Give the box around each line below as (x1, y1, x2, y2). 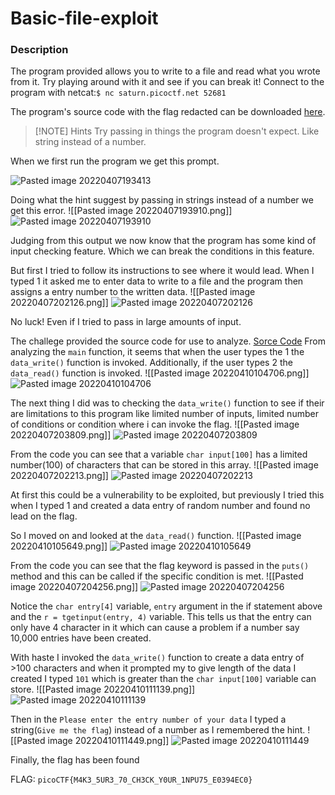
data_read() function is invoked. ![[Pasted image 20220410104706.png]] (10, 367, 310, 379)
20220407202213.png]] (10, 470, 109, 482)
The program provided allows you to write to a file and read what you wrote (10, 65, 321, 77)
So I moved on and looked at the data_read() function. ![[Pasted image (10, 530, 302, 542)
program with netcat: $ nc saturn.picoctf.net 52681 (10, 87, 227, 99)
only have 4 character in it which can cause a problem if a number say (10, 622, 300, 634)
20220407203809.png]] (10, 429, 112, 441)
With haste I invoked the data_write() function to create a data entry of (10, 652, 305, 664)
